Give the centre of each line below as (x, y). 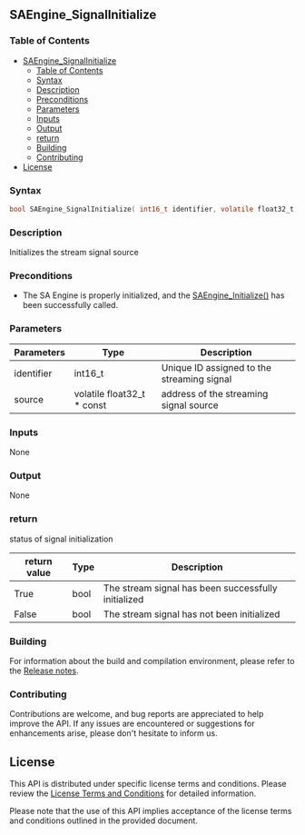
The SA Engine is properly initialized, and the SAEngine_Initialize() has (153, 295)
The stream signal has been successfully (190, 588)
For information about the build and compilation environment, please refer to (152, 661)
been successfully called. (70, 305)
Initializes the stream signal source (74, 253)
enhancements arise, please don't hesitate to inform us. (113, 733)
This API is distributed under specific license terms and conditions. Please (148, 784)
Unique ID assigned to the (216, 367)
